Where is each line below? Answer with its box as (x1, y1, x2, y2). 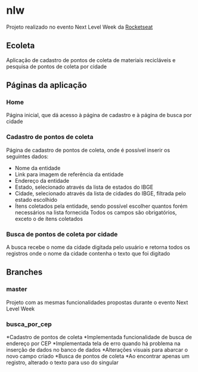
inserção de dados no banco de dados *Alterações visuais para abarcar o (6, 346, 188, 353)
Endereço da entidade (14, 177, 70, 184)
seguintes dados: (6, 153, 49, 160)
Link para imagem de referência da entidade (14, 171, 124, 178)
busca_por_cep (6, 320, 52, 328)
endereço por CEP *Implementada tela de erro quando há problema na (6, 340, 181, 347)
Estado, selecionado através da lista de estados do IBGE (14, 183, 154, 190)
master (6, 285, 27, 293)
